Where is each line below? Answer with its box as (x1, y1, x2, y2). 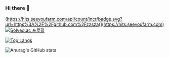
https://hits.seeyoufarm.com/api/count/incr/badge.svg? (7, 16, 122, 22)
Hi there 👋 (5, 5, 30, 12)
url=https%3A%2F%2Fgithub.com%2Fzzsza (5, 21, 99, 27)
